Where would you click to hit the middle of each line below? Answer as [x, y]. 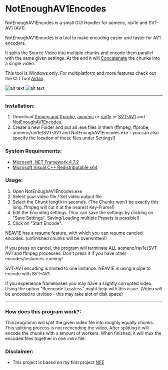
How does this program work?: [43, 311]
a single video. [20, 63]
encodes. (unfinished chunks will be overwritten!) [56, 238]
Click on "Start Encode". [37, 223]
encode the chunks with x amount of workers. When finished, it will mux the [83, 333]
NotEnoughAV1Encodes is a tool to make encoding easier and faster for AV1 [83, 38]
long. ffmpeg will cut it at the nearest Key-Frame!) [63, 207]
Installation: [20, 106]
